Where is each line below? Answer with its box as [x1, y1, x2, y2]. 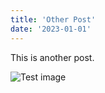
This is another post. [10, 51, 95, 63]
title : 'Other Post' [10, 14, 97, 25]
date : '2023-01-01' [10, 24, 92, 34]
